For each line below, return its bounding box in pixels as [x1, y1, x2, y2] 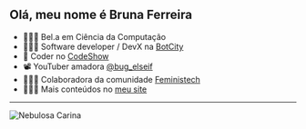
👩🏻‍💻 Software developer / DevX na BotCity [22, 41, 184, 52]
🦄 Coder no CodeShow [22, 50, 109, 62]
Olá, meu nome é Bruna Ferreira [9, 7, 193, 23]
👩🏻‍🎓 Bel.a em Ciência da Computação [22, 31, 167, 42]
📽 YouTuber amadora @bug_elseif [22, 61, 153, 72]
